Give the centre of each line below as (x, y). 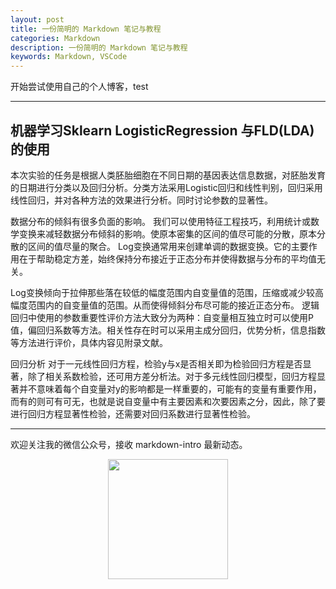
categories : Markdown (55, 38)
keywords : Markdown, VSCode (69, 57)
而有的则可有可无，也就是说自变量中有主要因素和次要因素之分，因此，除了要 (168, 401)
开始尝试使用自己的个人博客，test (79, 87)
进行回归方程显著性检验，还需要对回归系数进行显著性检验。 (133, 413)
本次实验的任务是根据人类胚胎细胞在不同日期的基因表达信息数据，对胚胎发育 (168, 175)
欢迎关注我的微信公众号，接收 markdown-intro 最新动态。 (129, 444)
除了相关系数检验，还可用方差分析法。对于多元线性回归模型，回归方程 (172, 376)
